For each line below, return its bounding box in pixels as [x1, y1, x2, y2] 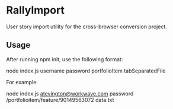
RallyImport [6, 4, 65, 17]
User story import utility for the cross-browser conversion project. [6, 23, 168, 30]
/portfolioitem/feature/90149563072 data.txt [6, 96, 114, 103]
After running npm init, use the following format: [6, 55, 123, 62]
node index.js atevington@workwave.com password [6, 90, 134, 97]
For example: [6, 78, 39, 85]
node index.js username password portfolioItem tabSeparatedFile [6, 67, 166, 74]
